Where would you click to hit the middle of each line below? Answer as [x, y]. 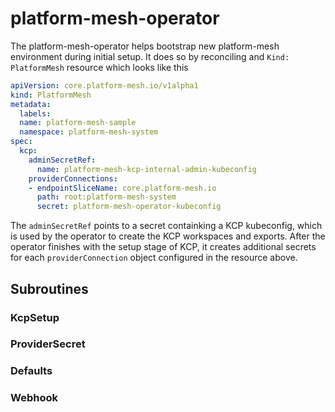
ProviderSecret [48, 344]
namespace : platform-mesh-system [89, 132]
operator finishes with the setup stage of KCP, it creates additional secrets [163, 247]
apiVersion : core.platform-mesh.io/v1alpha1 [104, 85]
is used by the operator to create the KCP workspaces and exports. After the [168, 236]
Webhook [34, 398]
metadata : [31, 104]
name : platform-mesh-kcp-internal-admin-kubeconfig [146, 169]
